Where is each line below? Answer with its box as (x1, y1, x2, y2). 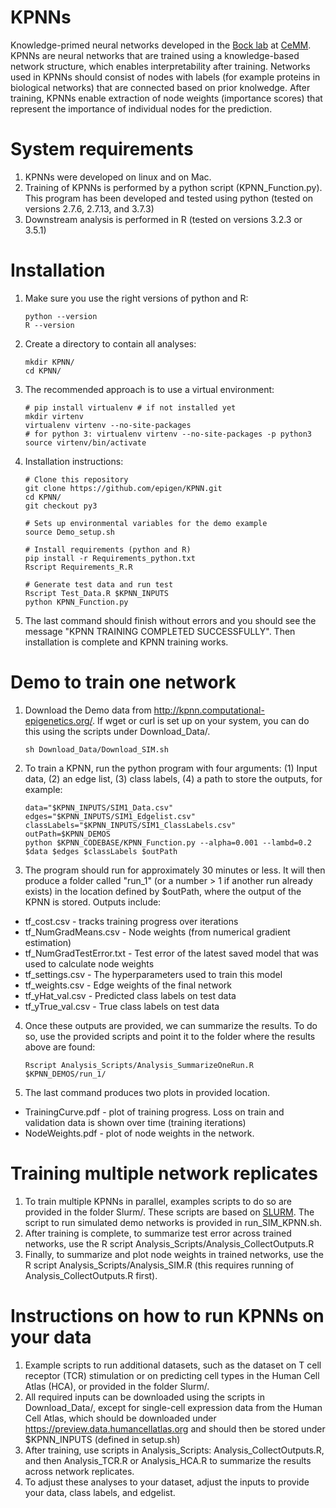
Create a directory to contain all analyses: (24, 337, 197, 350)
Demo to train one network (10, 671, 237, 693)
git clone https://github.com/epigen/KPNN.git (24, 483, 223, 493)
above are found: (24, 1041, 96, 1053)
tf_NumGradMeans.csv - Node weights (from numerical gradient (24, 926, 291, 938)
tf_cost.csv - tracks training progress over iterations (24, 915, 239, 927)
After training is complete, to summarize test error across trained (24, 1227, 292, 1239)
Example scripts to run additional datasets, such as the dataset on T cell (24, 1359, 322, 1371)
